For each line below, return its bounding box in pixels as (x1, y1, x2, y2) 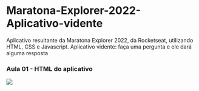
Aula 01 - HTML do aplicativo (6, 64, 93, 73)
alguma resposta (6, 49, 49, 56)
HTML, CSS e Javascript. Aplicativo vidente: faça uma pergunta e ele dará (6, 43, 192, 50)
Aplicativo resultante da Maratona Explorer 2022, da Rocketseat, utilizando (6, 36, 194, 44)
